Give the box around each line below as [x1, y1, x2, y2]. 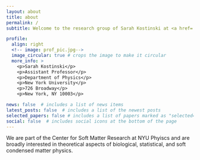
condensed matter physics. [6, 147, 73, 154]
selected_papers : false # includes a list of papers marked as [6, 113, 167, 119]
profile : [6, 36, 28, 42]
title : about [6, 14, 39, 20]
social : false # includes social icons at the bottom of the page [6, 118, 177, 124]
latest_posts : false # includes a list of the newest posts [6, 107, 161, 113]
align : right [11, 41, 44, 47]
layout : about [6, 8, 42, 15]
